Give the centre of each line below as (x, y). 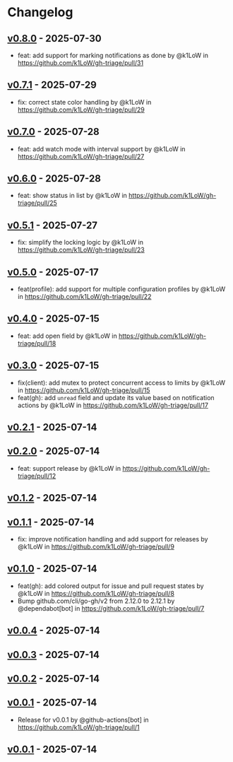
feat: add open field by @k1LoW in (67, 336)
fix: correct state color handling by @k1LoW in (84, 102)
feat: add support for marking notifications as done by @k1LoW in (113, 55)
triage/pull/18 (37, 343)
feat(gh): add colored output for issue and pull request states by (110, 586)
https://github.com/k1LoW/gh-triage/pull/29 (81, 110)
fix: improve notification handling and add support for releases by (113, 539)
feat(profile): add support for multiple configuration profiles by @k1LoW (121, 289)
